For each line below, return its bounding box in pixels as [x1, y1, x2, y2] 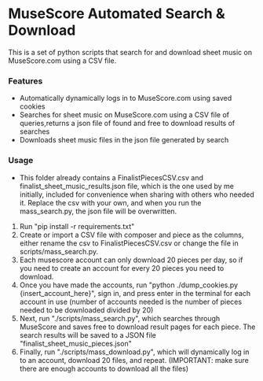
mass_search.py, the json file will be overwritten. [19, 206, 177, 216]
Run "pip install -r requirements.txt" [19, 221, 135, 231]
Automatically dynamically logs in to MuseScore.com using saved [19, 94, 232, 103]
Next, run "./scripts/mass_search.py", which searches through [19, 313, 221, 323]
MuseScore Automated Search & [8, 5, 225, 23]
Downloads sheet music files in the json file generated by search [19, 135, 229, 145]
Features [8, 76, 43, 87]
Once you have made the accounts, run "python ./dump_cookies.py [19, 280, 238, 290]
